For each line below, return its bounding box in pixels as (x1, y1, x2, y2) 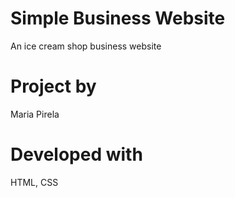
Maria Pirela (10, 108, 60, 120)
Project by (10, 75, 97, 98)
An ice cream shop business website (10, 40, 162, 52)
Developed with (10, 143, 143, 166)
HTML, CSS (10, 176, 59, 188)
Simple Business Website (10, 7, 226, 30)
